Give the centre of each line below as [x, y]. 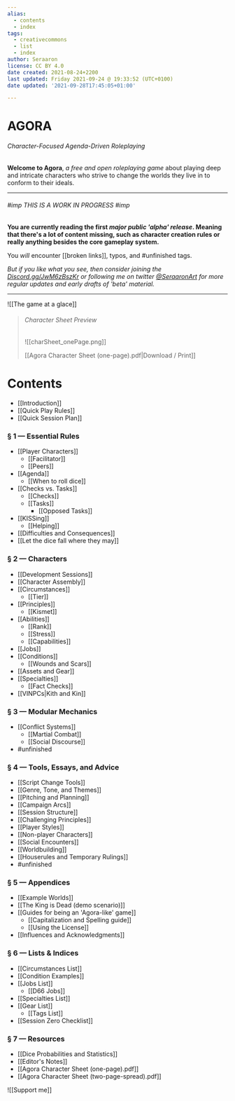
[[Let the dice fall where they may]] [68, 541]
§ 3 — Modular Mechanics [52, 711]
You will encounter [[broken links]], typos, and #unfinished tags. [100, 255]
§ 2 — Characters [37, 559]
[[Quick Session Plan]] [50, 418]
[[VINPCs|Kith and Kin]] [51, 693]
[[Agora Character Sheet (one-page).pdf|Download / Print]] [110, 355]
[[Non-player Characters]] [55, 835]
